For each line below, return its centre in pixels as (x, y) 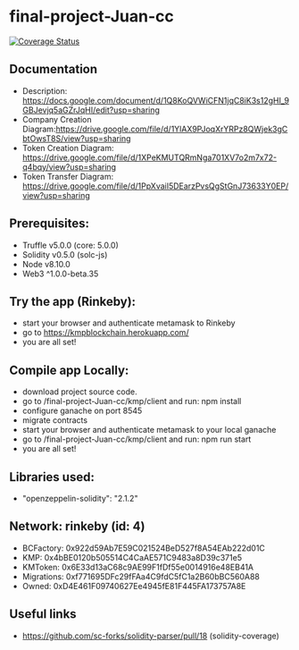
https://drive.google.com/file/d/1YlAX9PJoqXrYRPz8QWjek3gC (172, 129)
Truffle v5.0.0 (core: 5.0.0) (70, 245)
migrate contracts (54, 420)
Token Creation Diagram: (68, 148)
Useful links (43, 614)
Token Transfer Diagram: (68, 176)
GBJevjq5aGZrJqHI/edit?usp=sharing (91, 110)
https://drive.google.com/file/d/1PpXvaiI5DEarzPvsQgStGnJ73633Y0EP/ (155, 186)
